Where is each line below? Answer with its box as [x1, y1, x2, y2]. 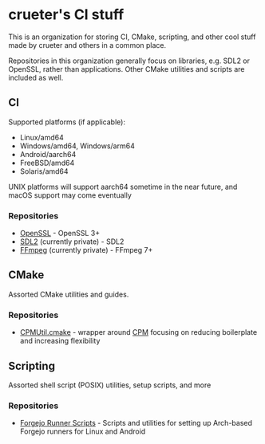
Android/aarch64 [19, 149, 77, 159]
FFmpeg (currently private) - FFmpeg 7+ [19, 246, 153, 255]
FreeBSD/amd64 [19, 158, 75, 167]
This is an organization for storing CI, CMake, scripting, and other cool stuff [8, 32, 256, 41]
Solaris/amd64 [19, 166, 69, 176]
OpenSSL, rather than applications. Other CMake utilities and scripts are [8, 64, 245, 73]
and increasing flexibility [19, 336, 101, 346]
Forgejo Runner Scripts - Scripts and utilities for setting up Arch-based [19, 418, 253, 428]
